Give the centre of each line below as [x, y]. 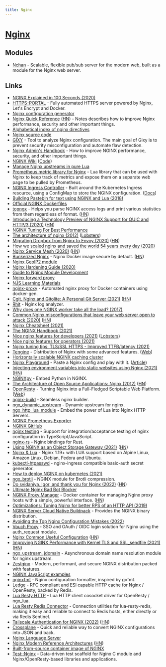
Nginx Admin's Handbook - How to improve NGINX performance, [79, 151]
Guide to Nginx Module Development [50, 273]
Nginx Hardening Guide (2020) [44, 267]
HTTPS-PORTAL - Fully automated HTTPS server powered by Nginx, [83, 103]
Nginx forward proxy [33, 278]
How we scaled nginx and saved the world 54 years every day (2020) [84, 246]
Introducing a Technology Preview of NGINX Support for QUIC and [81, 219]
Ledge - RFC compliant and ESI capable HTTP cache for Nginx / [78, 585]
